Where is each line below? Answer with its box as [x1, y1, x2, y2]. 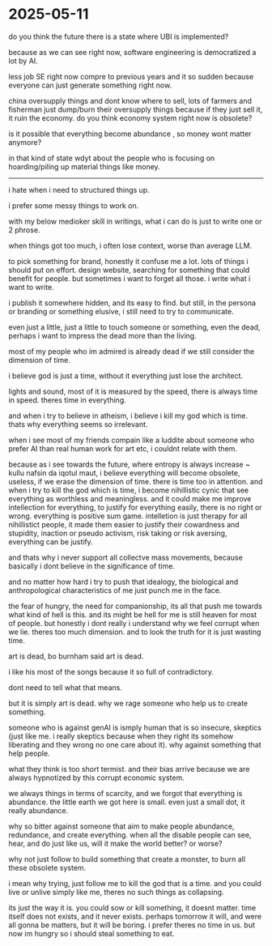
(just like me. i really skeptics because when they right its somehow [8, 731, 234, 741]
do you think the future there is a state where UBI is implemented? [8, 32, 229, 41]
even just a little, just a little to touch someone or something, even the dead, [8, 322, 261, 332]
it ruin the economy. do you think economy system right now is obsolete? [8, 113, 253, 122]
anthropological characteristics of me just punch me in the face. [8, 585, 222, 595]
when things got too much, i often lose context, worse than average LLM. [8, 241, 253, 250]
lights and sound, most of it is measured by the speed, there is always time [8, 386, 258, 396]
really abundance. [8, 805, 69, 815]
